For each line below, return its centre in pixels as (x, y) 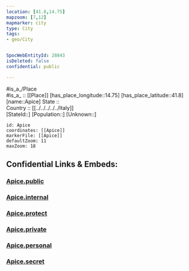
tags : (13, 34)
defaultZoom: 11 (26, 141)
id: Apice (18, 125)
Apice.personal (29, 245)
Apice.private (26, 229)
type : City (20, 28)
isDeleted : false (28, 61)
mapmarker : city (26, 23)
